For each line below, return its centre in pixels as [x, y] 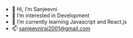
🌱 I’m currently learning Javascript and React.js [69, 22]
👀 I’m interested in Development [51, 15]
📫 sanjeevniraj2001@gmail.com [51, 28]
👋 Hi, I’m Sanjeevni [35, 9]
